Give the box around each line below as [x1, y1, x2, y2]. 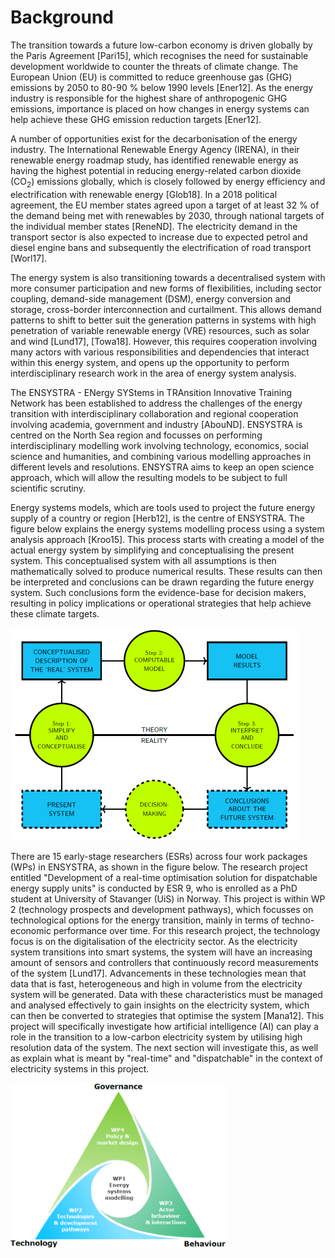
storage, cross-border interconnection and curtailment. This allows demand [10, 303, 322, 315]
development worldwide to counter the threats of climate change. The [10, 60, 299, 72]
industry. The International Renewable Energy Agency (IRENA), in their [10, 143, 300, 155]
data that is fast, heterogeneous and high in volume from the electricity [10, 977, 303, 990]
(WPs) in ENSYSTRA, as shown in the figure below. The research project [10, 861, 308, 873]
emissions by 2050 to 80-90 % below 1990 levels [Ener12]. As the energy [10, 81, 314, 93]
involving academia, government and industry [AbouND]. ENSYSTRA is [10, 418, 303, 430]
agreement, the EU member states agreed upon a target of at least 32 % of [10, 199, 320, 211]
